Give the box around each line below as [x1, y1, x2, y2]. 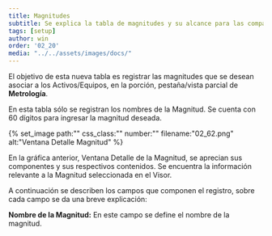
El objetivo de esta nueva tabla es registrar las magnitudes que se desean [8, 72, 254, 81]
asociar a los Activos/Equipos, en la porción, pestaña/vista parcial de [8, 80, 239, 90]
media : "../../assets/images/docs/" [8, 49, 132, 57]
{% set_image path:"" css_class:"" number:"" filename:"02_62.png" [8, 129, 234, 138]
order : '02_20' [8, 42, 60, 50]
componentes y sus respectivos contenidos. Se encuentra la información [8, 162, 253, 171]
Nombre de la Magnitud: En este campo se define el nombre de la [8, 210, 230, 219]
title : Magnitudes [8, 11, 70, 20]
